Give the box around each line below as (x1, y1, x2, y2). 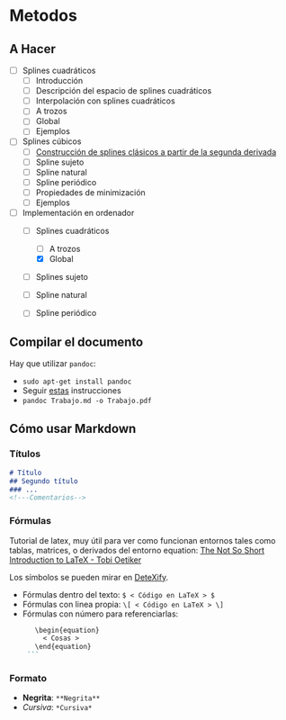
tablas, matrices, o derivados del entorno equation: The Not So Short (9, 544, 265, 555)
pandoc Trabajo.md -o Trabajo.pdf (22, 397, 152, 406)
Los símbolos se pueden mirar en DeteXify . (9, 571, 169, 582)
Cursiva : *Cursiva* (22, 702, 93, 713)
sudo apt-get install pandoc (22, 377, 132, 387)
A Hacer (9, 41, 56, 57)
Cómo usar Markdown (9, 420, 137, 436)
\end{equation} (34, 643, 92, 652)
